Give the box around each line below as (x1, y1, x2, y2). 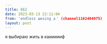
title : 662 (5, 7, 27, 12)
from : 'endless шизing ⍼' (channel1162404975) (5, 16, 103, 21)
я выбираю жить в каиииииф (5, 34, 65, 40)
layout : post (5, 20, 32, 26)
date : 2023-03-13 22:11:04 (5, 12, 60, 16)
